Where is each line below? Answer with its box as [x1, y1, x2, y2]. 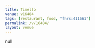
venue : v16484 [5, 12, 34, 16]
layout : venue [5, 25, 34, 30]
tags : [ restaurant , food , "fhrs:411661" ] [5, 16, 91, 21]
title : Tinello [5, 7, 36, 12]
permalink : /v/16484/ [5, 20, 49, 26]
